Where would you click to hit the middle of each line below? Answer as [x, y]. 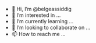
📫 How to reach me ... [38, 34]
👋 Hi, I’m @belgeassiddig [41, 9]
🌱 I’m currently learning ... [42, 21]
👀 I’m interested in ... [36, 15]
